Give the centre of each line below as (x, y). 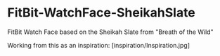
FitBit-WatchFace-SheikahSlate (101, 13)
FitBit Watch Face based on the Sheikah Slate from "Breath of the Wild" (110, 32)
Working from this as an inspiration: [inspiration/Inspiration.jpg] (99, 45)
